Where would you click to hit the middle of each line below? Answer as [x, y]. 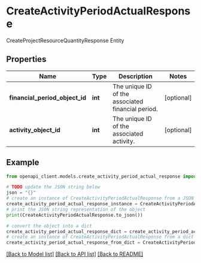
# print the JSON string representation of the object [76, 209]
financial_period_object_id [48, 97]
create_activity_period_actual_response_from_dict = [73, 243]
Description [135, 76]
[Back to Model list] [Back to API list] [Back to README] [75, 254]
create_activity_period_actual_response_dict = [67, 231]
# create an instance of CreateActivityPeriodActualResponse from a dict [100, 237]
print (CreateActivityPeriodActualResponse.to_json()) [75, 215]
